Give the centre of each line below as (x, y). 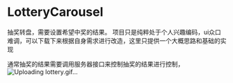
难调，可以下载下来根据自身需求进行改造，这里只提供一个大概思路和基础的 (114, 40)
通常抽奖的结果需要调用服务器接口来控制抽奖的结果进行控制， (96, 64)
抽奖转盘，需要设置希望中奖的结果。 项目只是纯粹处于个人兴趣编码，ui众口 (114, 32)
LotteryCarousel (55, 12)
